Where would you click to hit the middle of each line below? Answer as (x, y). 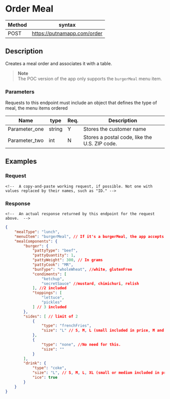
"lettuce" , (53, 298)
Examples (21, 161)
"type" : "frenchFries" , (67, 326)
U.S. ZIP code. (100, 143)
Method (17, 25)
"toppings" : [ (47, 293)
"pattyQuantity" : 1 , (54, 256)
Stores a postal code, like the (118, 137)
